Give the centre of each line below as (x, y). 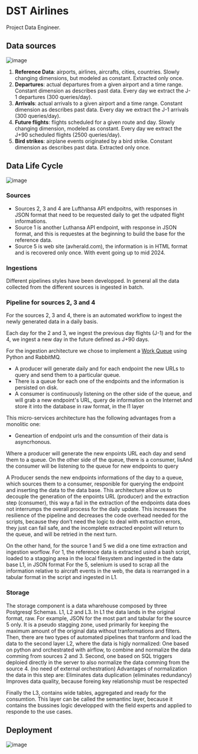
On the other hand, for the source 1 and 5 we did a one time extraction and (97, 546)
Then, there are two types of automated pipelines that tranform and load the (99, 637)
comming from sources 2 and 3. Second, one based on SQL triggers (89, 656)
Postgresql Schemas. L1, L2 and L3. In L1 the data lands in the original (91, 612)
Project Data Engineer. (33, 27)
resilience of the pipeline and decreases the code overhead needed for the (97, 515)
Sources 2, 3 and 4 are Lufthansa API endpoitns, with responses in (96, 208)
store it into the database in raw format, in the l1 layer (79, 407)
